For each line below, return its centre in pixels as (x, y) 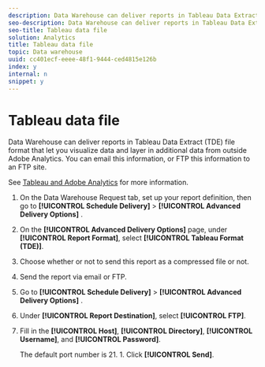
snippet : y (26, 81)
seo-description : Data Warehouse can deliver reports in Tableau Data (127, 23)
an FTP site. (28, 167)
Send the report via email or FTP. (73, 277)
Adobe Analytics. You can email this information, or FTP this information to (129, 159)
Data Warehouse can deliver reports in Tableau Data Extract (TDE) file (121, 142)
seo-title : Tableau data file (58, 30)
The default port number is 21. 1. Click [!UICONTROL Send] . (117, 354)
